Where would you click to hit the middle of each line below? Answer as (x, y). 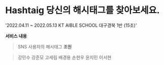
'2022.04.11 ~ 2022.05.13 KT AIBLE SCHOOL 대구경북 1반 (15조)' (71, 25)
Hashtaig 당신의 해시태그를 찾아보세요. (83, 10)
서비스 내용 (16, 36)
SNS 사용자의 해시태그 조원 (45, 46)
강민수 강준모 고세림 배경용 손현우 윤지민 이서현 (64, 57)
